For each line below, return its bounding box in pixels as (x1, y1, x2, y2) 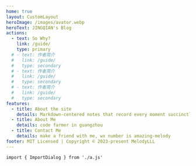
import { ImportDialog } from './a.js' (6, 154, 103, 160)
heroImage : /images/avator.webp (6, 19, 85, 25)
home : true (6, 8, 33, 15)
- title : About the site (11, 106, 72, 112)
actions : (6, 30, 27, 36)
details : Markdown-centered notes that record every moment (16, 111, 166, 117)
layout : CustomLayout (6, 14, 59, 20)
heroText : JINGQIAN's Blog (6, 24, 72, 31)
